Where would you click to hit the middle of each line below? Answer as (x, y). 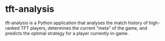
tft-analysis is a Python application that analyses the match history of (76, 23)
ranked (13, 28)
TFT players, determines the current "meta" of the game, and (84, 28)
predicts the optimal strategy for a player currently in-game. (67, 33)
